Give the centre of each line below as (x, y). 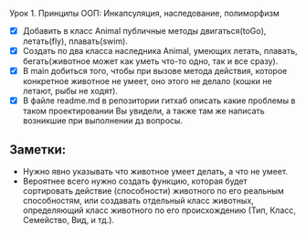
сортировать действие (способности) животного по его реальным (153, 191)
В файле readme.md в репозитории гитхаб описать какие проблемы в (159, 101)
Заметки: (38, 149)
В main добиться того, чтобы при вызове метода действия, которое (155, 71)
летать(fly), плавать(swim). (75, 41)
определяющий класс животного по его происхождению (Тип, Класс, (159, 210)
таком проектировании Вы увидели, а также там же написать (143, 111)
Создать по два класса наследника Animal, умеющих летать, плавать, (160, 51)
